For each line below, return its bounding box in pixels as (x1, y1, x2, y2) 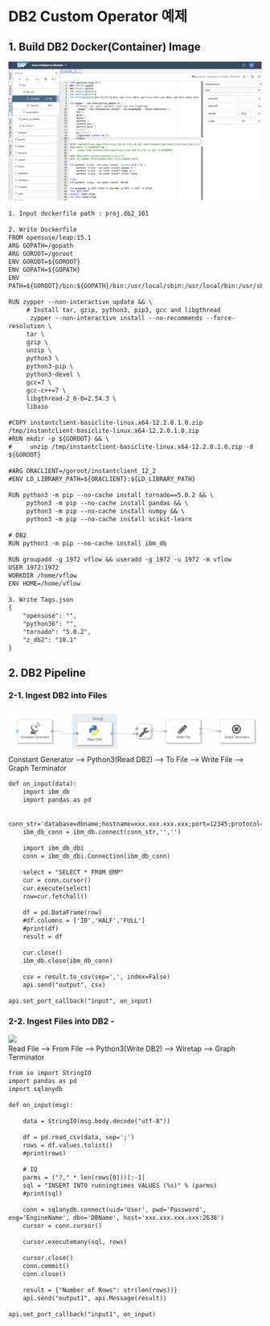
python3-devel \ (26, 371, 81, 379)
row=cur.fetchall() (22, 892, 88, 901)
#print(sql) (22, 1189, 63, 1197)
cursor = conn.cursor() (22, 1221, 103, 1229)
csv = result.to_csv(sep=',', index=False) (22, 973, 171, 982)
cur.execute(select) (22, 884, 92, 893)
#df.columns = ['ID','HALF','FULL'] (22, 916, 146, 925)
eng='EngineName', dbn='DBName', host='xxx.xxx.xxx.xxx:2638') (8, 1213, 225, 1221)
